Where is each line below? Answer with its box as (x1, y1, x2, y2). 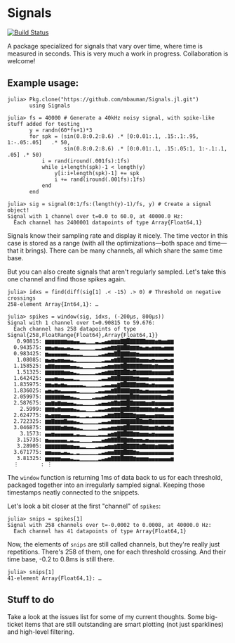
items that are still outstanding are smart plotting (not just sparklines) (25, 620, 224, 628)
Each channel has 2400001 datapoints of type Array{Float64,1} (13, 219, 202, 226)
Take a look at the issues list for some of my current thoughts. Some (7, 612, 205, 620)
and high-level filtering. (7, 628, 75, 636)
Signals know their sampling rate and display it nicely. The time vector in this (7, 231, 228, 240)
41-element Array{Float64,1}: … (7, 575, 102, 582)
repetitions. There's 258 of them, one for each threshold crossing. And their (7, 547, 227, 556)
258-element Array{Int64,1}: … (7, 300, 99, 307)
